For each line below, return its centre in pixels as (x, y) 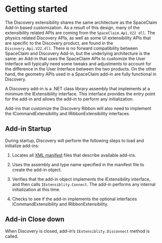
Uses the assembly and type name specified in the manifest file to (78, 164)
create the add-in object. (37, 170)
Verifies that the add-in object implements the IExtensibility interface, (81, 179)
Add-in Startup (28, 129)
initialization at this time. (36, 189)
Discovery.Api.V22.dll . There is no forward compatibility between (72, 48)
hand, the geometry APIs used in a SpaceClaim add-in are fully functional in (81, 74)
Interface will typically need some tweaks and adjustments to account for (78, 64)
